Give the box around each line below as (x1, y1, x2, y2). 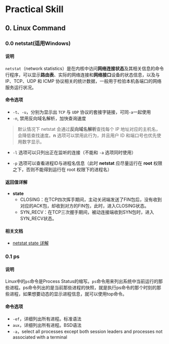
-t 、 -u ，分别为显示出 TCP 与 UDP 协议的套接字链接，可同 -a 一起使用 (12, 109, 151, 115)
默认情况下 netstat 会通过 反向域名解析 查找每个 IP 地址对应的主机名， (17, 126, 160, 132)
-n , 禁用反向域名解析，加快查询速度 (12, 115, 87, 121)
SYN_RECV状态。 (20, 216, 57, 222)
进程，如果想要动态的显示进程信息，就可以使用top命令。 (9, 291, 127, 297)
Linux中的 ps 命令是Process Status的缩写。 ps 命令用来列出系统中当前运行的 (5, 278, 159, 284)
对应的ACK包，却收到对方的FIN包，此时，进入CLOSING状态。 (20, 203, 149, 209)
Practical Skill (5, 4, 64, 15)
